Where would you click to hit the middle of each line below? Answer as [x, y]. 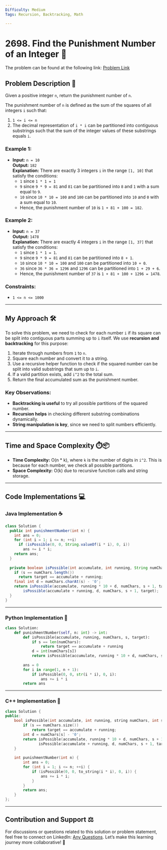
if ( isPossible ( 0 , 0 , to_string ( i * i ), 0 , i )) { [84, 771]
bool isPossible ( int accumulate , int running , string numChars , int [86, 721]
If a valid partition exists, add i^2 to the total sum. [63, 374]
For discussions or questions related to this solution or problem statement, [81, 832]
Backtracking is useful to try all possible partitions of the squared [80, 403]
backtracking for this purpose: [37, 343]
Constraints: [21, 286]
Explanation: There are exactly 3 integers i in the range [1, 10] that [83, 170]
